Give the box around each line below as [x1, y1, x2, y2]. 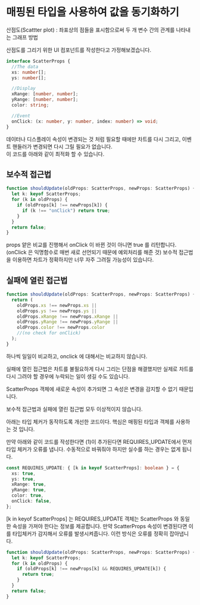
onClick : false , [11, 498, 52, 504]
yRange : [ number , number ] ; [11, 96, 79, 103]
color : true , [11, 493, 44, 499]
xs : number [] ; [11, 69, 46, 75]
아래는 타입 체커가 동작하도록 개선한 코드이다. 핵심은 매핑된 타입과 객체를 [6, 418, 174, 425]
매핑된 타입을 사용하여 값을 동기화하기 [6, 5, 180, 19]
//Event [11, 112, 31, 119]
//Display [11, 86, 36, 92]
